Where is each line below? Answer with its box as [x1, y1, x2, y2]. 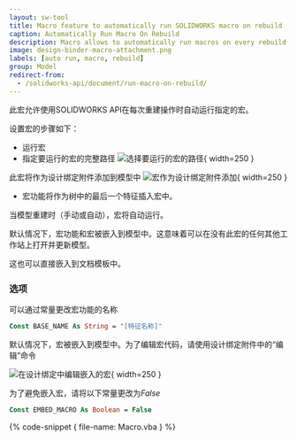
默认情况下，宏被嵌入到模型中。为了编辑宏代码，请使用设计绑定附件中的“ [9, 338, 277, 350]
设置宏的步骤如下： [9, 123, 80, 134]
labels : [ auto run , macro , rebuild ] [9, 54, 144, 63]
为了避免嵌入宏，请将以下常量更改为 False [9, 387, 161, 398]
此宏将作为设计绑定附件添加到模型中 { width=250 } [9, 172, 288, 182]
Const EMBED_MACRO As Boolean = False [9, 405, 152, 414]
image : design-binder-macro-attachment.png [9, 46, 172, 55]
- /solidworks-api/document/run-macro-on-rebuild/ [17, 79, 208, 88]
